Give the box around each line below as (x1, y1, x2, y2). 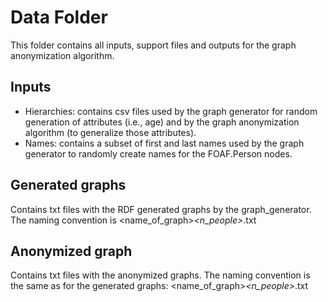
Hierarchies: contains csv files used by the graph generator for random (24, 105, 318, 117)
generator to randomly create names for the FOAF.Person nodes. (24, 147, 293, 160)
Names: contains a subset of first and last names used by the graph (24, 137, 305, 149)
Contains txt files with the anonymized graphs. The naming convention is (10, 269, 311, 281)
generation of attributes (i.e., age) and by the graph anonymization (24, 116, 300, 128)
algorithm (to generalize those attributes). (24, 126, 197, 138)
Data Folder (10, 6, 108, 29)
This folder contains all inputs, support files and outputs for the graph (10, 39, 297, 51)
